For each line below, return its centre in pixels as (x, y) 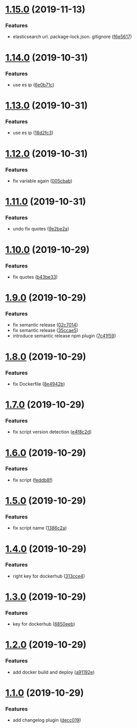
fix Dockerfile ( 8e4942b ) (39, 384)
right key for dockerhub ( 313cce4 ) (49, 576)
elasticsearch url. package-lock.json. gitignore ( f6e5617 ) (72, 37)
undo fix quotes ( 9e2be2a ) (41, 229)
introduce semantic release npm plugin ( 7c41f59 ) (64, 336)
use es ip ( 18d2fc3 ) (33, 133)
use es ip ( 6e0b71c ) (33, 85)
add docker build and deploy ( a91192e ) (54, 672)
